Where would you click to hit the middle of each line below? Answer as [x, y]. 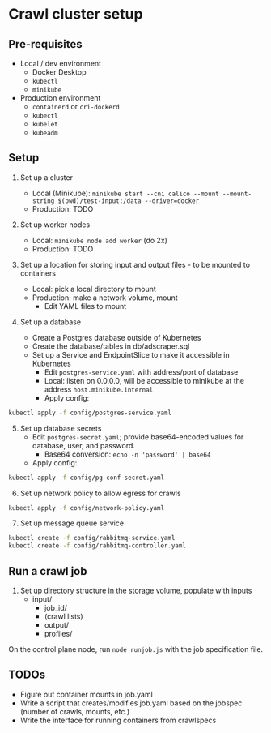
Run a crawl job [48, 571]
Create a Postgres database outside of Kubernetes [116, 337]
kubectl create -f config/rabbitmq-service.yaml [92, 538]
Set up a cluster [46, 177]
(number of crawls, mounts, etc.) [75, 711]
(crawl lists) [64, 616]
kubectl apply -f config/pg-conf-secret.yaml [86, 478]
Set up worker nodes [55, 225]
